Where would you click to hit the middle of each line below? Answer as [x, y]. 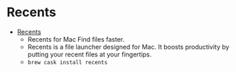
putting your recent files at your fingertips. [90, 54]
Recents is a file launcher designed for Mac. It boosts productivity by [128, 47]
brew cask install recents [68, 62]
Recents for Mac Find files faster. [76, 39]
